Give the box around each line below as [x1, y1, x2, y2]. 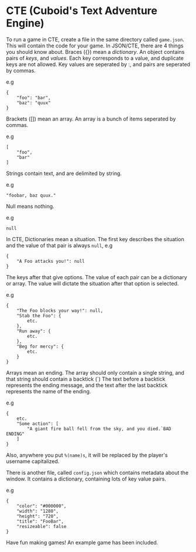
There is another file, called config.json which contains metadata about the [6, 469, 189, 476]
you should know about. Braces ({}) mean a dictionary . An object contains [6, 48, 185, 55]
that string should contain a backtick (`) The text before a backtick [6, 375, 166, 382]
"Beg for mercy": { [16, 344, 64, 349]
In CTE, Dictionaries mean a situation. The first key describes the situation [6, 235, 184, 242]
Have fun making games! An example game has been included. [6, 539, 159, 546]
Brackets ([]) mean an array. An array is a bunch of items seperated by [6, 115, 176, 122]
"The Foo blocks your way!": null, [16, 307, 104, 314]
